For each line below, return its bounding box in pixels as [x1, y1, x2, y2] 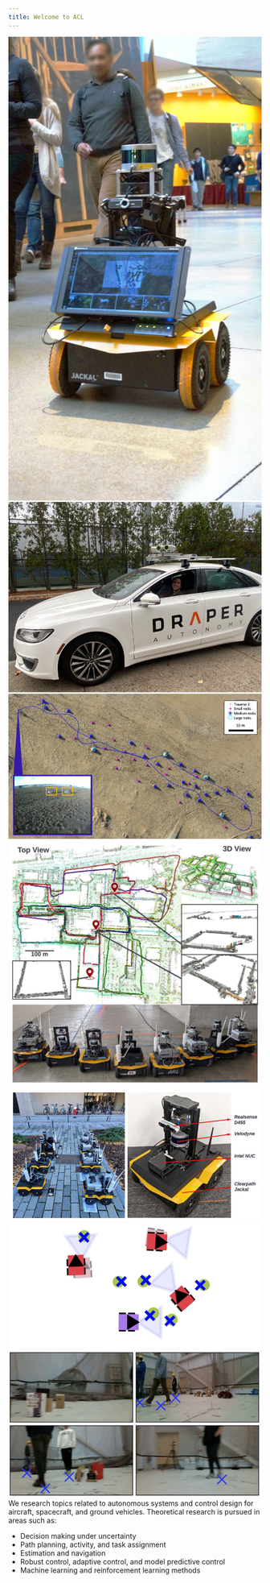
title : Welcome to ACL [8, 13, 84, 21]
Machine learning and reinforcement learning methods [19, 1565, 201, 1575]
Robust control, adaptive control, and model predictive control [19, 1556, 226, 1566]
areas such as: [8, 1515, 57, 1525]
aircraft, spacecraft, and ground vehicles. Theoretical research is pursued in [8, 1506, 260, 1516]
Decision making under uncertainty [19, 1531, 137, 1540]
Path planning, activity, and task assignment [19, 1539, 166, 1549]
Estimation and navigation [19, 1548, 106, 1558]
